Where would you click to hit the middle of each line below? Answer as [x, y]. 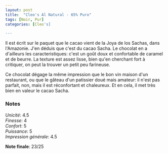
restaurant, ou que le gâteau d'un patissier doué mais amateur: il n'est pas [83, 80]
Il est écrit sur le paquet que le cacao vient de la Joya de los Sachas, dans [82, 43]
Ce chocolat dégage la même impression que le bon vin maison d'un [77, 75]
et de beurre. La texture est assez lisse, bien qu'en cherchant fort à [75, 59]
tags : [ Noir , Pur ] [25, 19]
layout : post [19, 10]
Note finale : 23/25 [25, 146]
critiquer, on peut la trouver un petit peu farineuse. [58, 65]
